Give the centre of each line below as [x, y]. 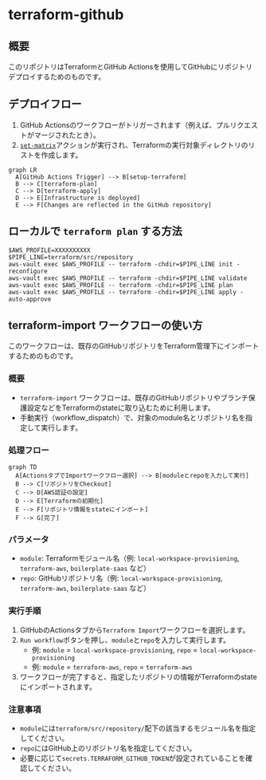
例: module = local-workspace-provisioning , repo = [114, 650]
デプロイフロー [45, 104]
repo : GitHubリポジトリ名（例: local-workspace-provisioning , [121, 578]
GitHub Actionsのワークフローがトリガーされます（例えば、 [118, 124]
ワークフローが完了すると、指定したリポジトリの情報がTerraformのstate [138, 676]
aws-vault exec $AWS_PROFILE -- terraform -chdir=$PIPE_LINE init [121, 264]
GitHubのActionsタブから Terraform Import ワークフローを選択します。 [135, 630]
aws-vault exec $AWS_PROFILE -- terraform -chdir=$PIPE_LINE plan [121, 285]
